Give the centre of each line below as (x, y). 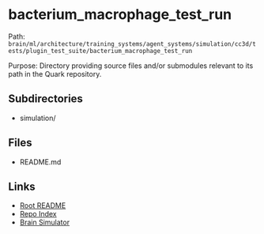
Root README (43, 206)
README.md (40, 162)
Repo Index (38, 214)
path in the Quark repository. (55, 74)
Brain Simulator (44, 222)
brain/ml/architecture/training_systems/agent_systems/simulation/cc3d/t (132, 44)
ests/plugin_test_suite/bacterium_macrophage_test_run (100, 51)
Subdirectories (45, 99)
